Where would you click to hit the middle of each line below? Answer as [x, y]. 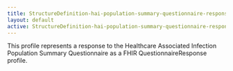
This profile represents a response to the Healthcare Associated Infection [112, 46]
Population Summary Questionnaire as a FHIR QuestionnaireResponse [107, 53]
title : [17, 13]
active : [18, 26]
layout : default [31, 20]
